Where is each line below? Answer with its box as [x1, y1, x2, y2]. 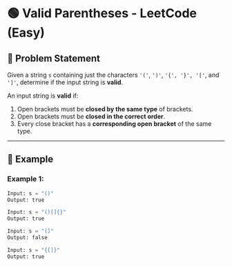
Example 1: [7, 174, 44, 184]
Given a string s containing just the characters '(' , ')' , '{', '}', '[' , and [7, 71, 220, 79]
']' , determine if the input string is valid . [7, 78, 123, 86]
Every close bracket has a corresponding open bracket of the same [17, 120, 212, 128]
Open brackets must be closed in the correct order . [17, 112, 166, 120]
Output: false [7, 234, 48, 241]
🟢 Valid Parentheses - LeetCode [7, 6, 197, 21]
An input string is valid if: [7, 91, 79, 100]
